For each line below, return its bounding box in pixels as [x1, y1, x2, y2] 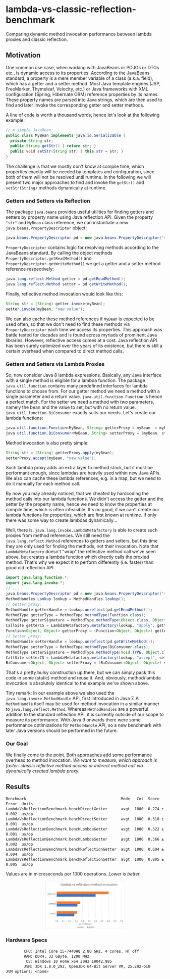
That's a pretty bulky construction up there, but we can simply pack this [6, 669, 155, 675]
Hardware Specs [6, 937, 47, 944]
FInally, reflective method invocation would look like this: [6, 290, 123, 297]
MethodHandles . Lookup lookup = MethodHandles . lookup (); [6, 596, 126, 602]
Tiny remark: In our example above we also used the [6, 690, 115, 696]
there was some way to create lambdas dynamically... [6, 517, 118, 523]
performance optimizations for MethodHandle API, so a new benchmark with [6, 722, 162, 728]
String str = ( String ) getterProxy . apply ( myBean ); [6, 450, 115, 455]
